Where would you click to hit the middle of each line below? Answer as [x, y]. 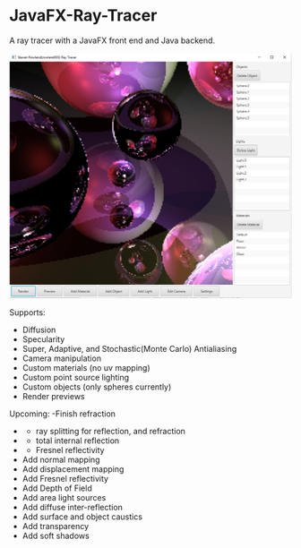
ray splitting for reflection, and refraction [111, 431]
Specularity [43, 339]
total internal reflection [77, 441]
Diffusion [39, 330]
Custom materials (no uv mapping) [86, 367]
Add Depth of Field [57, 488]
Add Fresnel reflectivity [65, 478]
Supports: [28, 312]
